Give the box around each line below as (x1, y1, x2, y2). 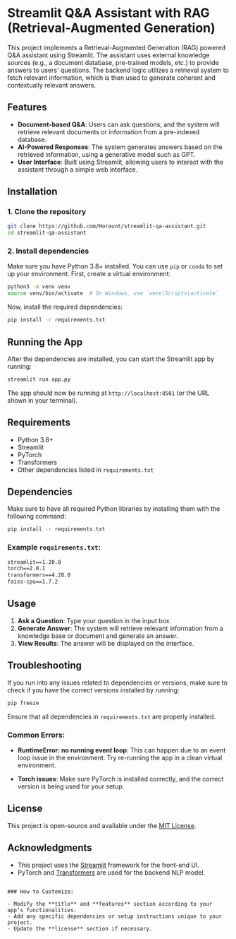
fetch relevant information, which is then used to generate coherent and (7, 73, 216, 82)
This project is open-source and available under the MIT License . (7, 821, 197, 829)
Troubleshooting (7, 659, 82, 672)
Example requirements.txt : (7, 543, 101, 553)
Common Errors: (7, 730, 66, 740)
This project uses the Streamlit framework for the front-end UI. (17, 861, 199, 869)
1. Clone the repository (7, 207, 87, 217)
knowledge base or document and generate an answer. (17, 631, 178, 640)
